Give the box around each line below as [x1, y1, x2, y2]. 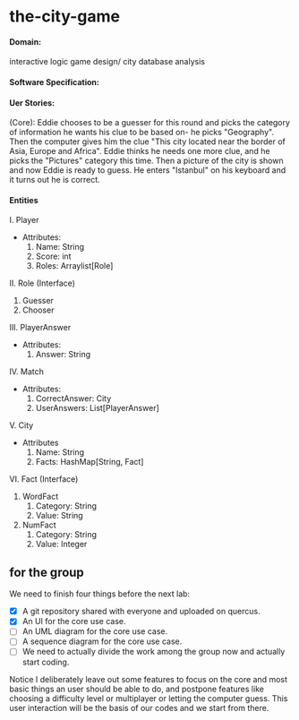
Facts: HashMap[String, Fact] [35, 457, 144, 467]
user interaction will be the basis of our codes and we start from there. [9, 702, 269, 713]
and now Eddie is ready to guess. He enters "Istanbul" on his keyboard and [9, 165, 286, 176]
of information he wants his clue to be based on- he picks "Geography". [9, 127, 275, 138]
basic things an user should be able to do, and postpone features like [9, 683, 264, 694]
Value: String [35, 510, 83, 521]
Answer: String [35, 349, 91, 360]
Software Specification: [9, 76, 100, 87]
